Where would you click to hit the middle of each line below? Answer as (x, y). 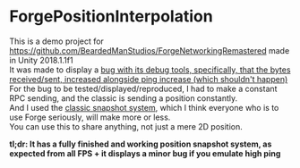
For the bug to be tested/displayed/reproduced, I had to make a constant (143, 88)
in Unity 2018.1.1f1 (41, 60)
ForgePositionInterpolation (111, 17)
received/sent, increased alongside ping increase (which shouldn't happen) (149, 79)
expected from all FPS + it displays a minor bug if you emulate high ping (145, 153)
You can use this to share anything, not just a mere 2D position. (126, 126)
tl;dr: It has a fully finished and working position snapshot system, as (141, 144)
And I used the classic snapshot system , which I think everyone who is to (144, 107)
